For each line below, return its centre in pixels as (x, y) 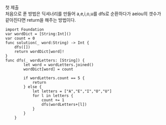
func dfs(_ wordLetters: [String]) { (45, 60)
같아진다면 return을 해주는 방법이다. (41, 20)
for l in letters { (53, 96)
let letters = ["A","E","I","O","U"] (72, 91)
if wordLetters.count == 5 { (54, 78)
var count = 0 (20, 38)
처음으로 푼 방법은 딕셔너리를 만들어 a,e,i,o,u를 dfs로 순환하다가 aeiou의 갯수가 (83, 14)
